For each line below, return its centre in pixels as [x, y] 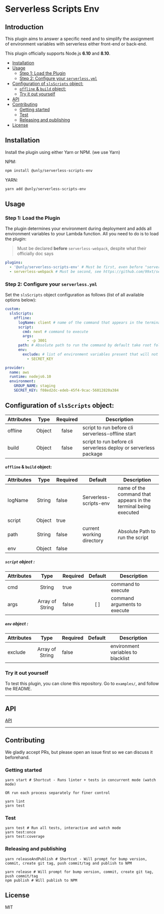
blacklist [120, 658]
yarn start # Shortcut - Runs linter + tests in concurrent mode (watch [81, 780]
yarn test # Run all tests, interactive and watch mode [63, 828]
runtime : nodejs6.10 [30, 377]
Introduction [24, 27]
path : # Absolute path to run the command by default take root [85, 345]
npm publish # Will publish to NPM [41, 880]
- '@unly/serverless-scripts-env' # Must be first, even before [76, 267]
